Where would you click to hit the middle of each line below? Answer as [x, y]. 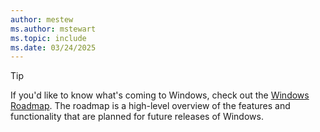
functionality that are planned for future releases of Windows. [137, 117]
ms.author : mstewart [53, 29]
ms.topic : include [48, 38]
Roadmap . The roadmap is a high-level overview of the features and [150, 106]
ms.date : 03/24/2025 [53, 47]
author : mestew [42, 19]
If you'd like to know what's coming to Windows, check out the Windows [160, 95]
